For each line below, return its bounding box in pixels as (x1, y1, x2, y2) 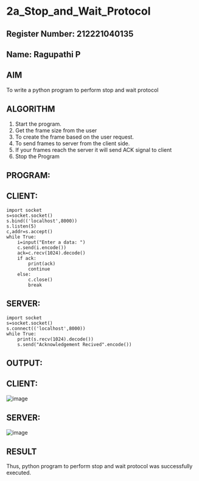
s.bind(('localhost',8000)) (6, 218, 78, 224)
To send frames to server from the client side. (15, 139, 130, 147)
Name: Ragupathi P (6, 49, 81, 59)
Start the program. (15, 120, 62, 128)
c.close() (28, 277, 53, 283)
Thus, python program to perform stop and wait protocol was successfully (6, 463, 193, 470)
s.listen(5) (6, 223, 37, 230)
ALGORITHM (6, 104, 55, 114)
